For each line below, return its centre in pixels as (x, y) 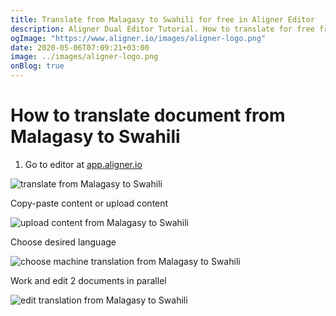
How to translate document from (148, 115)
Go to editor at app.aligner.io (83, 164)
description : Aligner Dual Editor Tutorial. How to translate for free (162, 29)
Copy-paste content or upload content (89, 203)
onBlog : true (37, 66)
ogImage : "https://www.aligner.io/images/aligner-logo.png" (138, 38)
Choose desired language (63, 242)
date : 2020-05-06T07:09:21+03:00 (80, 47)
